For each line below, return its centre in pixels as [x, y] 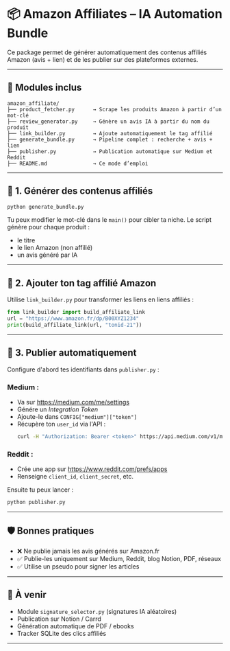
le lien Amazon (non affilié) [55, 248]
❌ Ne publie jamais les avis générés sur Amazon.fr [88, 551]
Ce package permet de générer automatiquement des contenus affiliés [107, 52]
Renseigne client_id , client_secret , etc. [75, 477]
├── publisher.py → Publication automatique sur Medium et [110, 151]
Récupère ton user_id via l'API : [61, 424]
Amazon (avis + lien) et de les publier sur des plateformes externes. [103, 59]
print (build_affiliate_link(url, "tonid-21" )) [75, 325]
